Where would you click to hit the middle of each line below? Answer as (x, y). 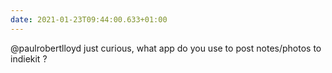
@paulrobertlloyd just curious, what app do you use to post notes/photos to (166, 48)
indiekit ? (29, 58)
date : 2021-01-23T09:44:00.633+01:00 (89, 19)
